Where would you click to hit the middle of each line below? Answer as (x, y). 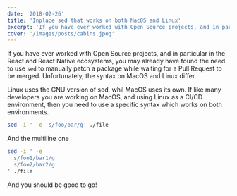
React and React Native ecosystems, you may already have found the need (116, 61)
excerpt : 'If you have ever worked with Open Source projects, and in (113, 27)
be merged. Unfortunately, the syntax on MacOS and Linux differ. (102, 76)
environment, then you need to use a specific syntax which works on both (115, 105)
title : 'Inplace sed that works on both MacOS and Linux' (94, 20)
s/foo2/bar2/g (34, 164)
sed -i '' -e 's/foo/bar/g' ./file (58, 125)
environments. (28, 112)
